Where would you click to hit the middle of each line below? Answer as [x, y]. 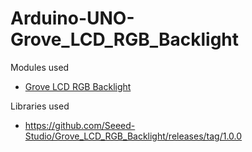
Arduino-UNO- [72, 18]
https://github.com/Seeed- [80, 125]
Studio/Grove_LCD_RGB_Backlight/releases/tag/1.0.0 [133, 136]
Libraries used [40, 106]
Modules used [40, 67]
